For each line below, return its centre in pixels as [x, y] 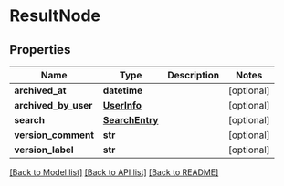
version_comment [54, 135]
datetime [123, 90]
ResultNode [55, 16]
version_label [44, 150]
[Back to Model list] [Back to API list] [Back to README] [114, 172]
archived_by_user [53, 105]
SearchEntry [131, 120]
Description [194, 75]
